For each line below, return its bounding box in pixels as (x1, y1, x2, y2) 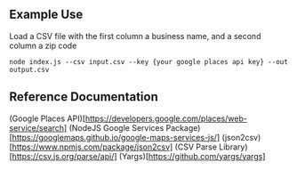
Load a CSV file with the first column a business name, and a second (9, 30, 261, 41)
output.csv (9, 65, 50, 74)
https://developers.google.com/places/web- (84, 113, 247, 124)
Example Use (9, 7, 84, 22)
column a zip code (9, 40, 77, 51)
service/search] (9, 122, 68, 133)
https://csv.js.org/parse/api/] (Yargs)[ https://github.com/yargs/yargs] (12, 150, 266, 161)
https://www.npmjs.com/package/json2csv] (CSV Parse (12, 142, 218, 152)
